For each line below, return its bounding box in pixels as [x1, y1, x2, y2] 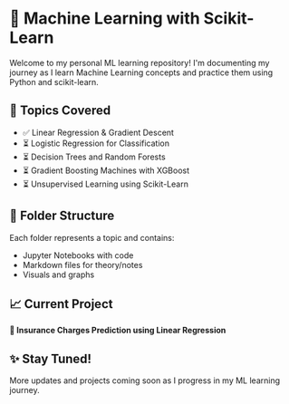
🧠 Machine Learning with [9, 8, 201, 29]
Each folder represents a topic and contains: [9, 232, 175, 243]
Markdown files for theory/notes [22, 259, 143, 270]
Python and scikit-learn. [9, 76, 100, 87]
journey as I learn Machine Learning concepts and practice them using [9, 67, 274, 78]
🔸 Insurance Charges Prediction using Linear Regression [9, 325, 226, 336]
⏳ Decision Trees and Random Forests [22, 151, 166, 162]
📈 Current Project [9, 296, 113, 312]
